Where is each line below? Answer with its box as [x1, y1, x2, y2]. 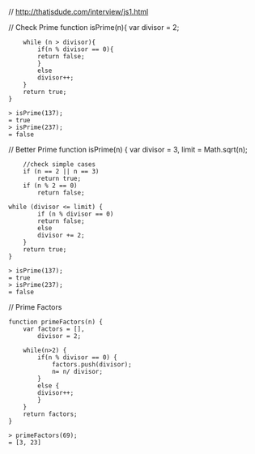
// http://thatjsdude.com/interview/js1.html [8, 7, 149, 16]
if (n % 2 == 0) [23, 182, 79, 190]
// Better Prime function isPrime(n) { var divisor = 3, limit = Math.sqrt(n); [8, 145, 249, 154]
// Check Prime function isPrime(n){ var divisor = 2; [8, 23, 180, 32]
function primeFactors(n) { [8, 318, 104, 326]
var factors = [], [23, 325, 85, 333]
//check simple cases [23, 161, 96, 169]
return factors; [23, 410, 79, 418]
